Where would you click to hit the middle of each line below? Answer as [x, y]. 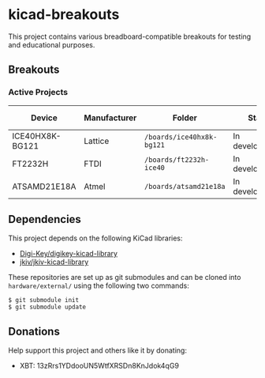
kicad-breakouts [64, 15]
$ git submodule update [47, 307]
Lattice [97, 141]
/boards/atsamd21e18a [185, 186]
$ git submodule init [44, 301]
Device [44, 118]
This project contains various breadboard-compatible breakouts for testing [130, 36]
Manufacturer [110, 118]
